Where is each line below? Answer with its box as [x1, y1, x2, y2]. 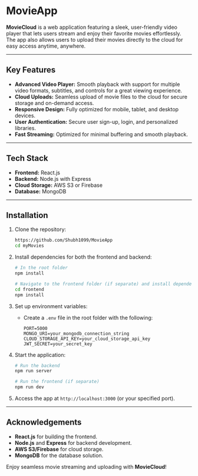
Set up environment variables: [14, 302, 88, 310]
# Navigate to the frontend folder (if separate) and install [14, 281, 171, 287]
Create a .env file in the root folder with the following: [23, 314, 153, 321]
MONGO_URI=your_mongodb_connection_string [23, 330, 130, 336]
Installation [6, 210, 48, 220]
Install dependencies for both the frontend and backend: [14, 253, 152, 260]
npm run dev [14, 384, 44, 390]
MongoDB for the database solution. [14, 452, 104, 459]
